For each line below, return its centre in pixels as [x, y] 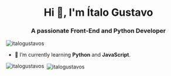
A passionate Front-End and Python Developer [98, 31]
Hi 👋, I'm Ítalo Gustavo [98, 13]
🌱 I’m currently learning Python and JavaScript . [72, 55]
